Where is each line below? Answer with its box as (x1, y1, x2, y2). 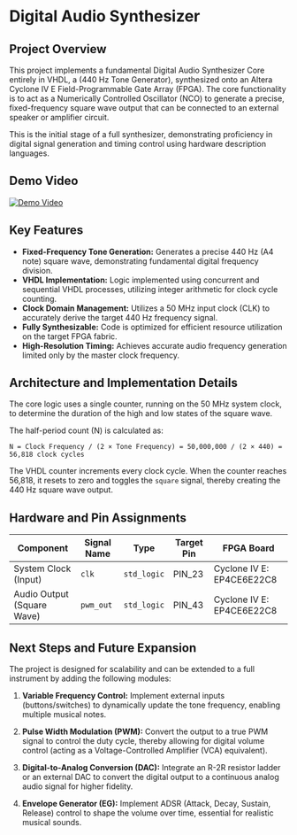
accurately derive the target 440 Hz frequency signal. (21, 312, 218, 322)
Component (17, 542, 69, 554)
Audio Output (13, 588, 69, 600)
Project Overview (9, 42, 107, 57)
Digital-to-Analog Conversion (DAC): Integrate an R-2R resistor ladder (21, 762, 281, 773)
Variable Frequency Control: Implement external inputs (21, 691, 225, 701)
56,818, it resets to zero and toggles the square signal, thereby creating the (9, 475, 281, 486)
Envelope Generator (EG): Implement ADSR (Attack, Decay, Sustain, (21, 799, 271, 809)
